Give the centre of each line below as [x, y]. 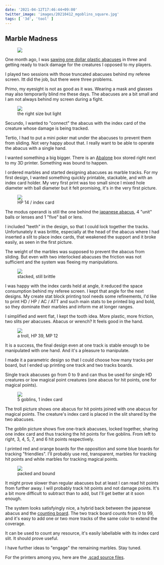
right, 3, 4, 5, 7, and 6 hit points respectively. [50, 439]
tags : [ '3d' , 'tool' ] [29, 19]
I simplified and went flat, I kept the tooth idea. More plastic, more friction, [80, 316]
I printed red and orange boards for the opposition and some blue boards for [82, 449]
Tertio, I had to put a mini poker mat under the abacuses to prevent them [78, 138]
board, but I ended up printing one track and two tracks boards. [69, 365]
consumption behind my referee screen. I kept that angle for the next [74, 291]
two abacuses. [20, 420]
